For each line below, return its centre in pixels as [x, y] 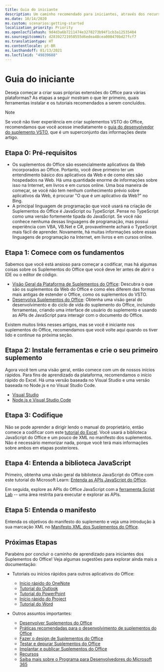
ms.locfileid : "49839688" [31, 55]
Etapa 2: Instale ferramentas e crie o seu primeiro [82, 350]
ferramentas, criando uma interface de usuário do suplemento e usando [84, 310]
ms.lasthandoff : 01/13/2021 [34, 50]
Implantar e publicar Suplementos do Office [63, 649]
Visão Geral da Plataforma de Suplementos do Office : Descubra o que [82, 284]
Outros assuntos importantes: [42, 613]
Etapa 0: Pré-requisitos [41, 153]
